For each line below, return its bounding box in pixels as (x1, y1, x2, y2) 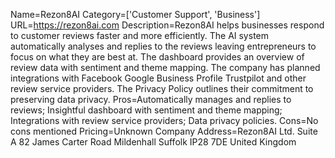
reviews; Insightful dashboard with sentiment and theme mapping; (10, 104, 283, 116)
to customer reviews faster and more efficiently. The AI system (10, 30, 269, 41)
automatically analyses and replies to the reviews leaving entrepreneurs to (10, 40, 317, 52)
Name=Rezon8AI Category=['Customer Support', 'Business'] (10, 9, 261, 20)
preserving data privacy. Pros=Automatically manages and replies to (10, 94, 292, 105)
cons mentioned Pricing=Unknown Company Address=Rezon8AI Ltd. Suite (10, 125, 318, 137)
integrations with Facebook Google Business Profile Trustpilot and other (10, 72, 307, 84)
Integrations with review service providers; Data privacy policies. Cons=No (10, 115, 319, 126)
